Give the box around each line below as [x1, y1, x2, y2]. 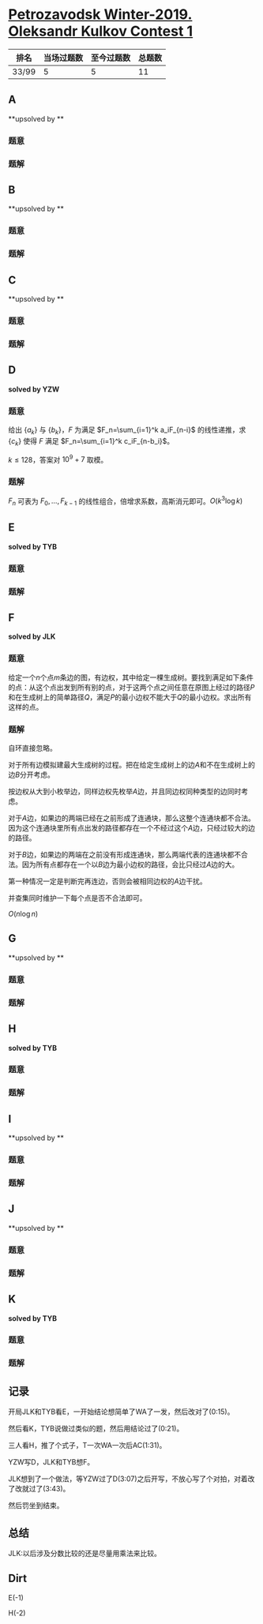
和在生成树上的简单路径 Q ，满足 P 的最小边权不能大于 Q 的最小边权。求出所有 [8, 692, 252, 702]
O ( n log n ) [8, 910, 39, 919]
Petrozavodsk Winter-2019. [8, 6, 193, 24]
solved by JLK [8, 632, 56, 641]
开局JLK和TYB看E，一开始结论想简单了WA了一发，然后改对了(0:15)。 [8, 1407, 235, 1416]
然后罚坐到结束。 [8, 1501, 64, 1510]
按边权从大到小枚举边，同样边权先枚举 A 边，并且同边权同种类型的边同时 [8, 787, 242, 797]
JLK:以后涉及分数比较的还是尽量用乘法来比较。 [8, 1548, 162, 1558]
